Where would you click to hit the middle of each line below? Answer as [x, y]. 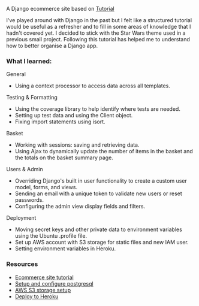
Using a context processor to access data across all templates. [93, 86]
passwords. [29, 200]
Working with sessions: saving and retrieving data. [77, 145]
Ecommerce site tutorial [44, 277]
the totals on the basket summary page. [64, 157]
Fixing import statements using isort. [60, 122]
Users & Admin [25, 169]
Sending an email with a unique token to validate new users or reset [99, 193]
